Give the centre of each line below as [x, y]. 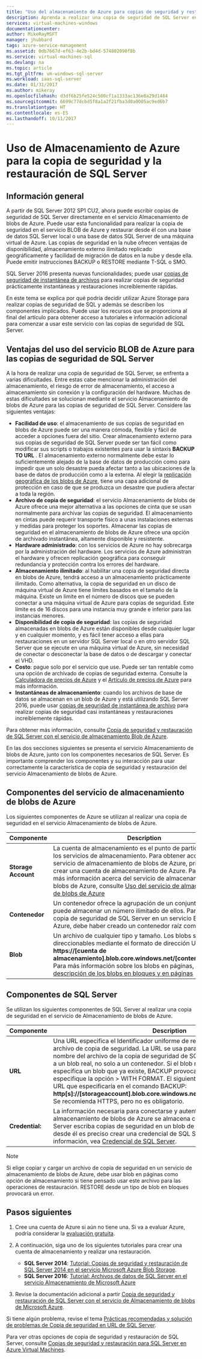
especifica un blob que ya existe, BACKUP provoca [125, 1071]
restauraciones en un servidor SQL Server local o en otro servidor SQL [103, 641]
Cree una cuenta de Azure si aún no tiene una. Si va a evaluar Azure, [100, 1227]
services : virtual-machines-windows [52, 23]
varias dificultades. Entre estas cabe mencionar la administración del [92, 380]
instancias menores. [40, 616]
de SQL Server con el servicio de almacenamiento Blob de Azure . [87, 736]
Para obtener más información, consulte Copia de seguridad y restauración [99, 730]
